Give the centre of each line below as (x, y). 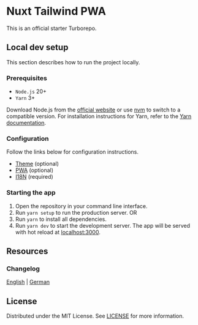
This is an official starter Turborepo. (51, 28)
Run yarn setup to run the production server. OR (76, 212)
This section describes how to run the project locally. (73, 62)
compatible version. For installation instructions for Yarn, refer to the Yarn (99, 116)
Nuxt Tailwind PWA (56, 11)
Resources (27, 251)
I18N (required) (34, 177)
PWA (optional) (34, 170)
